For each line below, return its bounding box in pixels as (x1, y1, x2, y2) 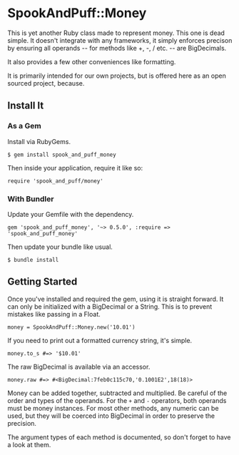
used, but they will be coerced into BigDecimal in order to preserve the (7, 411, 215, 420)
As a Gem (7, 121, 41, 131)
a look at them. (7, 440, 51, 449)
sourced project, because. (7, 78, 85, 87)
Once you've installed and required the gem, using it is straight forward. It (7, 295, 224, 303)
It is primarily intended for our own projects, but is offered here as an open (7, 71, 226, 80)
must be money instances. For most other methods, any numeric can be (7, 404, 219, 412)
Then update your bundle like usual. (7, 242, 113, 251)
